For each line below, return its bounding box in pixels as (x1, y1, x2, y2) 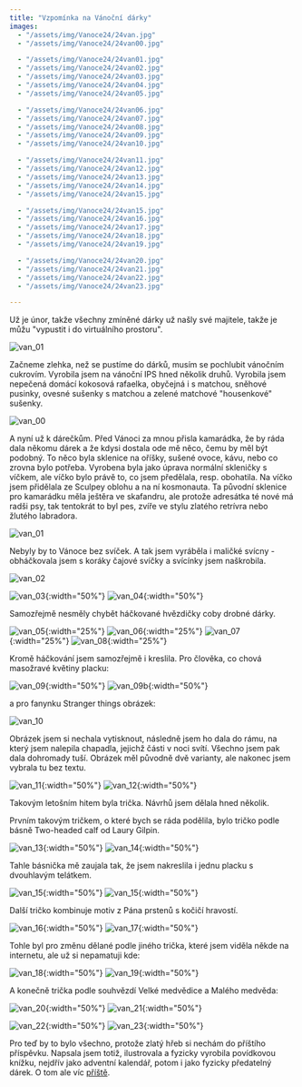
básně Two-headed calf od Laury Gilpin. (9, 825, 161, 836)
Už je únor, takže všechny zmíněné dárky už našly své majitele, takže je (9, 315, 278, 326)
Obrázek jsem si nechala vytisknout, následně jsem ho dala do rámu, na (9, 733, 278, 744)
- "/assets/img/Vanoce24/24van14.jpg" (17, 181, 165, 190)
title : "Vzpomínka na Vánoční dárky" (9, 13, 152, 23)
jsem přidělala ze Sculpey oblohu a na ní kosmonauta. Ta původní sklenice (9, 481, 287, 492)
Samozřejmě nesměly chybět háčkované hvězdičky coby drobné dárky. (9, 609, 277, 619)
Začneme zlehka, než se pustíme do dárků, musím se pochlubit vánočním (9, 359, 284, 370)
